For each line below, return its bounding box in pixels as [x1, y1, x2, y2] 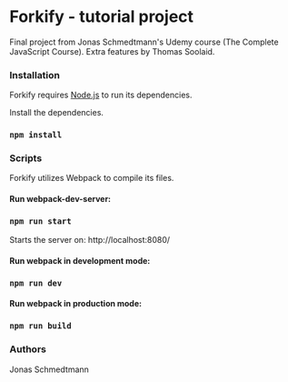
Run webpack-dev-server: [9, 194, 112, 205]
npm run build [9, 321, 72, 331]
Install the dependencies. [9, 107, 104, 118]
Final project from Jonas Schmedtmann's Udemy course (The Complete [9, 36, 279, 47]
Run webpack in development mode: [9, 255, 151, 266]
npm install [9, 130, 63, 140]
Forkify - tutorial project [9, 6, 194, 27]
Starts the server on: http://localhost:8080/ [9, 235, 171, 246]
